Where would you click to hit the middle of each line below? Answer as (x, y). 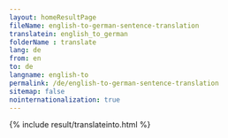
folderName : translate (53, 42)
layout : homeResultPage (53, 17)
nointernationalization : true (65, 100)
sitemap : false (37, 91)
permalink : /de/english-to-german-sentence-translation (114, 83)
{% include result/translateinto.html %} (80, 125)
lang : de (25, 50)
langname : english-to (49, 75)
